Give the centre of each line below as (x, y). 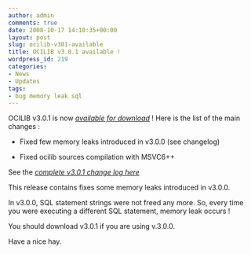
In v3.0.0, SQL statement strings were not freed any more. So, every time (126, 203)
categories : (27, 67)
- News (19, 74)
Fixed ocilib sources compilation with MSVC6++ (97, 157)
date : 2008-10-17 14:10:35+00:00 (63, 30)
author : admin (31, 15)
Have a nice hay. (35, 241)
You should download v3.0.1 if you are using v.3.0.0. (91, 226)
